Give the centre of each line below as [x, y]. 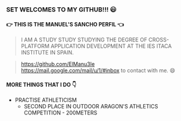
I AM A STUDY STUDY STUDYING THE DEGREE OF [84, 40]
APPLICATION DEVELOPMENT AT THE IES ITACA [111, 46]
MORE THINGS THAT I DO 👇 [41, 84]
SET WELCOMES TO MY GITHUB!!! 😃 [61, 10]
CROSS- [159, 40]
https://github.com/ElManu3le [58, 64]
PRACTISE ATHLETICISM [46, 100]
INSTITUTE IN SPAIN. [47, 53]
